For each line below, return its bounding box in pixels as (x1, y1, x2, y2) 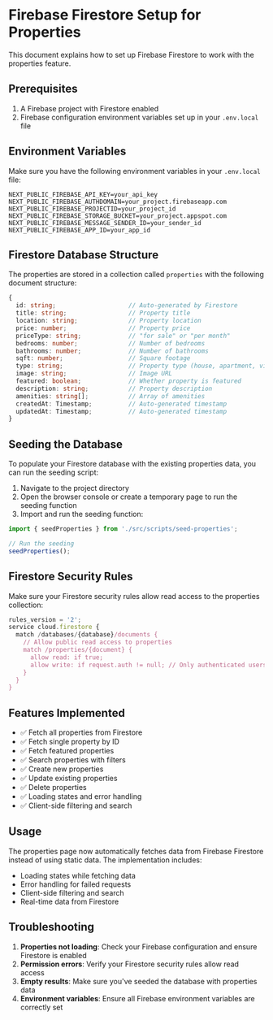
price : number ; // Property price (15, 323, 191, 332)
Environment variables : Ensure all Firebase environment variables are (19, 993, 255, 1003)
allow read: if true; (29, 653, 104, 662)
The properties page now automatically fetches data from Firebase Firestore (8, 846, 264, 856)
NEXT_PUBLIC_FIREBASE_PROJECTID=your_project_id (8, 205, 176, 213)
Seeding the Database (8, 437, 123, 451)
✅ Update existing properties (19, 774, 118, 783)
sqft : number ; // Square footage (15, 354, 191, 362)
